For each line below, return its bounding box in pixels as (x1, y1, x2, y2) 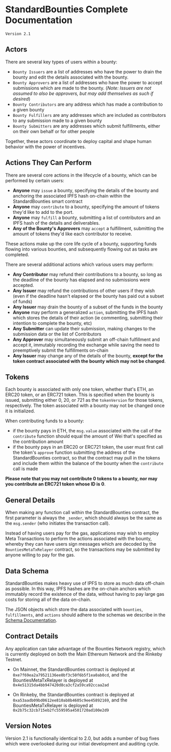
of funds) (12, 298, 33, 304)
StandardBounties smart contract (12, 198, 83, 204)
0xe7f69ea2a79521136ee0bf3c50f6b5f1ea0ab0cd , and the (12, 671, 128, 677)
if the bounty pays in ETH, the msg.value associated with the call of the (12, 428, 162, 434)
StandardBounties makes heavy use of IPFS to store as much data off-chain (5, 580, 165, 586)
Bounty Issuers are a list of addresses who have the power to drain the (12, 68, 162, 75)
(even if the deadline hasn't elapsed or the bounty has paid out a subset (12, 293, 164, 299)
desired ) (12, 95, 31, 102)
